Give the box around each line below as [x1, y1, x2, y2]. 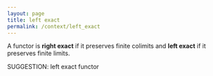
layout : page [7, 10, 45, 17]
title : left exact [7, 17, 60, 23]
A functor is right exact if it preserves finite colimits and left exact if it [7, 42, 206, 50]
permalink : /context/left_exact [7, 23, 100, 30]
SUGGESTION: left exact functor [7, 63, 100, 71]
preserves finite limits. [7, 49, 71, 57]
